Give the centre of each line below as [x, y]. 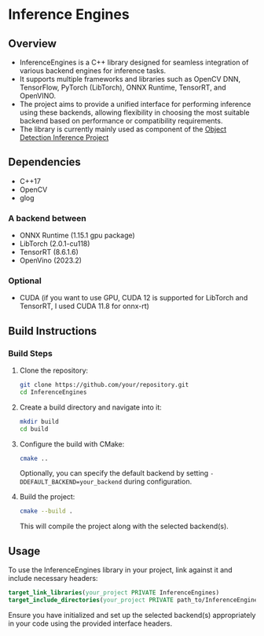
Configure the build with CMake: [72, 444]
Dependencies [44, 162]
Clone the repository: [54, 370]
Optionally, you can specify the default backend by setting [114, 473]
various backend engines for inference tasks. [93, 71]
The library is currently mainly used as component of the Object [123, 129]
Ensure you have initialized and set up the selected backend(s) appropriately [132, 615]
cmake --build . [46, 511]
